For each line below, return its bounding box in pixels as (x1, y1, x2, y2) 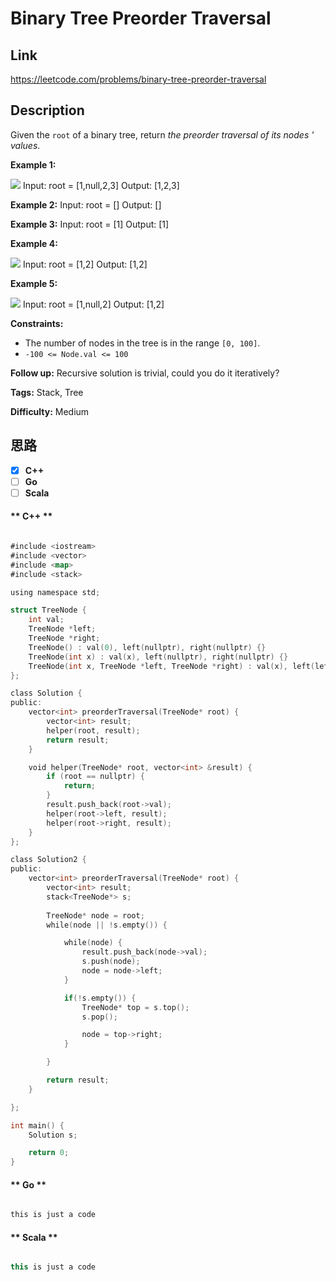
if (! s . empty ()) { (63, 993, 137, 1003)
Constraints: (10, 317, 64, 329)
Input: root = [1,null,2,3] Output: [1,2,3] (22, 179, 180, 191)
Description (10, 102, 85, 119)
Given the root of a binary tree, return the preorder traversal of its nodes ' (10, 128, 315, 141)
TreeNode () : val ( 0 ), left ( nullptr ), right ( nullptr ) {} (28, 642, 267, 652)
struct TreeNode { (10, 605, 87, 616)
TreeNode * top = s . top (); (81, 1002, 190, 1012)
